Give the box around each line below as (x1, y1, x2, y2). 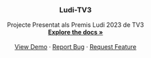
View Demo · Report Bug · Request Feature (14, 43, 137, 51)
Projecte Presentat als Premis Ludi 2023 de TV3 (7, 21, 144, 29)
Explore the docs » (48, 28, 103, 37)
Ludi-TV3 (59, 5, 92, 14)
